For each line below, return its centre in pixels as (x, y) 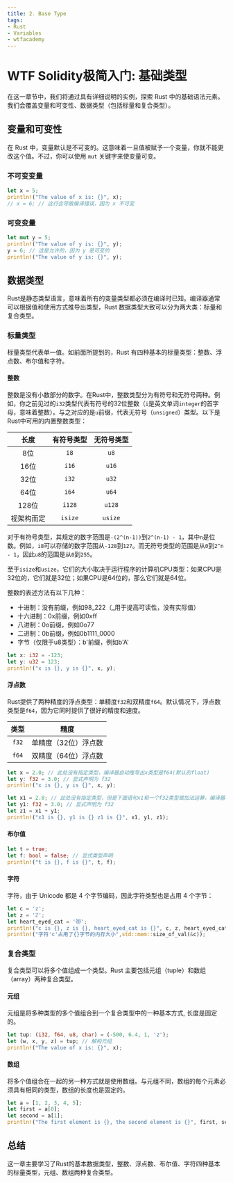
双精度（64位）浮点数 (67, 755)
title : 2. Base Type (37, 14)
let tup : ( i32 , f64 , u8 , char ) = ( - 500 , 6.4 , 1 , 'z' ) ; (88, 1035)
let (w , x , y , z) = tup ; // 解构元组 (60, 1041)
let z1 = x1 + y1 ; (34, 811)
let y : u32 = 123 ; (34, 661)
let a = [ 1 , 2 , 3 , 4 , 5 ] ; (45, 1103)
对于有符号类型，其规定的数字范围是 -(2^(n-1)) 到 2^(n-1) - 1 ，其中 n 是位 (111, 537)
